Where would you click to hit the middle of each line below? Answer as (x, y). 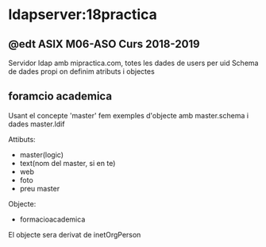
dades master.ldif (37, 124)
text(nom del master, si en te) (67, 163)
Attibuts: (22, 139)
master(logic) (42, 154)
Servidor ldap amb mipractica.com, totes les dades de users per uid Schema (133, 63)
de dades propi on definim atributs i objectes (81, 71)
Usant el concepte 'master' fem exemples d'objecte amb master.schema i (128, 115)
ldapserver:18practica (83, 15)
